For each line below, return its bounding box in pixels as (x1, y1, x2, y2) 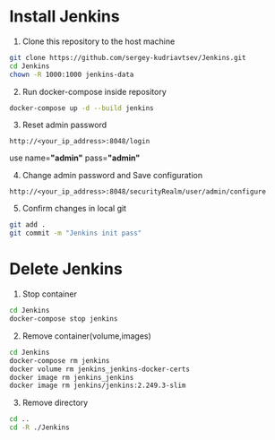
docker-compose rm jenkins (9, 356, 110, 365)
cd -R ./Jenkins (9, 423, 70, 432)
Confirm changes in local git (21, 203, 127, 214)
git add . (9, 220, 47, 229)
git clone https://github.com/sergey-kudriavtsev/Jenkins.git (9, 53, 246, 62)
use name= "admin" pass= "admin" (9, 152, 141, 163)
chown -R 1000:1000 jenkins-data (9, 70, 134, 79)
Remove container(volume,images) (21, 330, 152, 341)
